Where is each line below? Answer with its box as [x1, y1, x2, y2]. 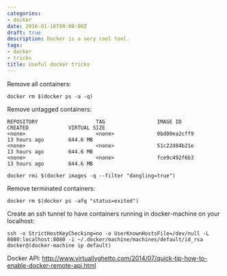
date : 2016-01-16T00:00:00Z [7, 23, 88, 29]
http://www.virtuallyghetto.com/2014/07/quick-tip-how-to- [42, 254, 208, 262]
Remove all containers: [7, 79, 72, 88]
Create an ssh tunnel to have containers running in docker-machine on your [7, 210, 220, 218]
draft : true [7, 29, 41, 36]
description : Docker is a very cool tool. [7, 36, 130, 42]
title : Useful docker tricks [7, 61, 90, 68]
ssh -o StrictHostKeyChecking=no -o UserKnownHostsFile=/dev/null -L [7, 230, 210, 237]
